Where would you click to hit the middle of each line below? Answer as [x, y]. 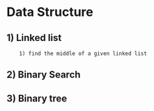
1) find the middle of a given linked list [83, 53]
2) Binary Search [44, 75]
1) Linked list [34, 38]
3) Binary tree [37, 98]
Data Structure [50, 12]
